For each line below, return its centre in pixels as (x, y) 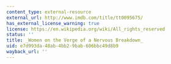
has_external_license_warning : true (53, 23)
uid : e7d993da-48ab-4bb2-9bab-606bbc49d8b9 (63, 46)
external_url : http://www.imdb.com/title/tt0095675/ (75, 18)
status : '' (20, 35)
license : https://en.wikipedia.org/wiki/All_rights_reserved (86, 29)
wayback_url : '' (27, 52)
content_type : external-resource (49, 12)
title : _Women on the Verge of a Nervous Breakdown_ (75, 40)
